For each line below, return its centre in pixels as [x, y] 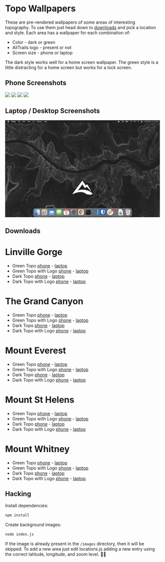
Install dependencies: [27, 506]
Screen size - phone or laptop [42, 53]
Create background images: [33, 525]
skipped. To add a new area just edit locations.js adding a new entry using [80, 549]
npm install [17, 515]
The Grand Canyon [44, 301]
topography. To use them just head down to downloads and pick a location [81, 27]
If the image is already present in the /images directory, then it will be [75, 544]
